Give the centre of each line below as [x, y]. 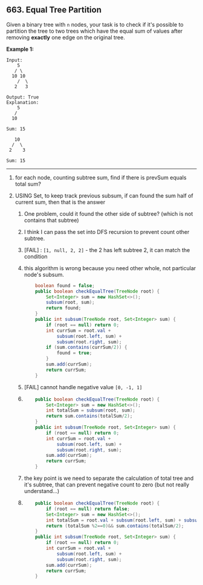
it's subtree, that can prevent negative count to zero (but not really [107, 485]
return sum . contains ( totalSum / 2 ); [89, 416]
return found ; [63, 308]
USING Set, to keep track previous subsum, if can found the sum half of [104, 195]
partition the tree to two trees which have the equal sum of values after [95, 31]
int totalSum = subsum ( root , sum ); [91, 410]
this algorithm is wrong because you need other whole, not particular [110, 268]
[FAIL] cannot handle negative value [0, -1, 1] [83, 387]
